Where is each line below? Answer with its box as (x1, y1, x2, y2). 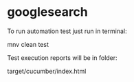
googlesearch (7, 4, 88, 20)
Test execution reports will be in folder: (7, 53, 118, 62)
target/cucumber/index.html (7, 67, 87, 75)
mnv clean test (7, 40, 49, 48)
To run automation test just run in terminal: (7, 27, 127, 35)
